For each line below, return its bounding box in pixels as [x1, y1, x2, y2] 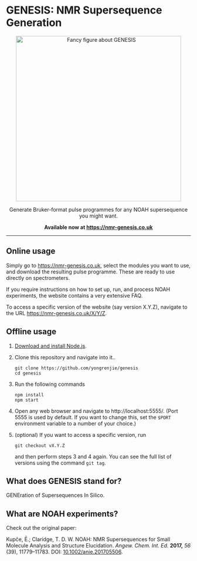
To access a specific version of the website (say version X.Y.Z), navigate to [6, 303, 188, 310]
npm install [14, 392, 44, 398]
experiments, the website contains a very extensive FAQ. [6, 292, 143, 299]
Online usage [6, 246, 56, 256]
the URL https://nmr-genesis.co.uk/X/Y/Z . [6, 309, 107, 316]
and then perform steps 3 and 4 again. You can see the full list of [14, 453, 172, 460]
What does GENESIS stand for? [6, 476, 122, 486]
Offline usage [6, 327, 57, 337]
